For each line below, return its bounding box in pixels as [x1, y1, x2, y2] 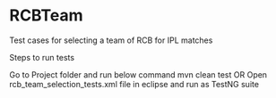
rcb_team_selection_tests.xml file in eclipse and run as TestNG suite [9, 78, 260, 89]
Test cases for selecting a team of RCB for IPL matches [9, 35, 213, 45]
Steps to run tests [9, 52, 74, 62]
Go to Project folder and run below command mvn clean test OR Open [9, 69, 267, 80]
